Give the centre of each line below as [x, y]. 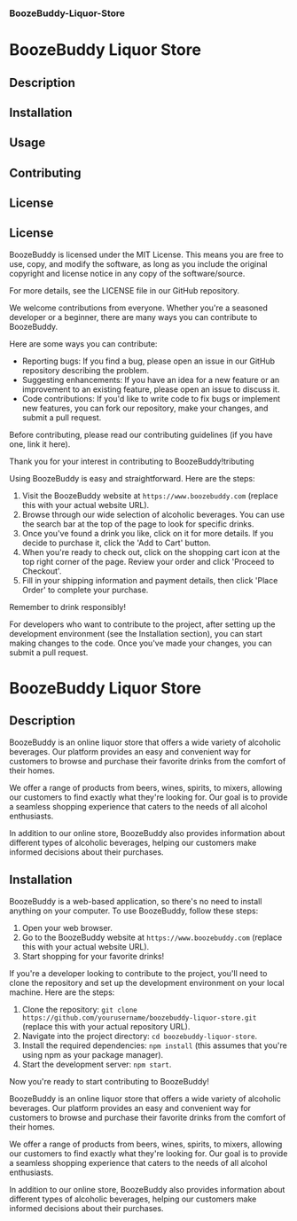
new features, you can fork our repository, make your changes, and [145, 408]
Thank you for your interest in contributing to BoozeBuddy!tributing [132, 461]
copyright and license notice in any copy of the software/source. [127, 273]
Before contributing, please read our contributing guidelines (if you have [141, 434]
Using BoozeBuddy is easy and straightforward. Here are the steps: [132, 478]
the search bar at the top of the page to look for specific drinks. [138, 524]
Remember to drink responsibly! [68, 607]
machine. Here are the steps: [62, 992]
